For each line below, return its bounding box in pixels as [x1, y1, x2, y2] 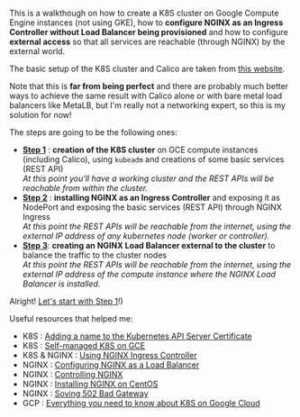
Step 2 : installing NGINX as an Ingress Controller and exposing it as [22, 193, 281, 203]
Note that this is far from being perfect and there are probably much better [9, 81, 289, 91]
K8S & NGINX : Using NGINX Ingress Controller [22, 350, 197, 360]
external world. [9, 46, 66, 57]
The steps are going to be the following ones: [9, 127, 177, 138]
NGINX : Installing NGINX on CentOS [22, 378, 159, 389]
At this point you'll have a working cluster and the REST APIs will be [22, 173, 275, 184]
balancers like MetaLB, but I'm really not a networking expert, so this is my [9, 100, 286, 111]
